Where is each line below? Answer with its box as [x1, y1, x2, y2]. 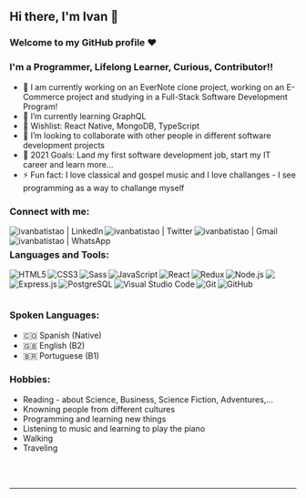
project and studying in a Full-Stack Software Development [66, 91, 289, 102]
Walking [22, 432, 54, 443]
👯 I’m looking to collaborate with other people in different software [22, 129, 271, 141]
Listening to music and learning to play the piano [22, 422, 206, 433]
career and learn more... [22, 158, 114, 169]
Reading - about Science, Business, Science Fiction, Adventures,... [22, 393, 273, 405]
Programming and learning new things [22, 413, 167, 424]
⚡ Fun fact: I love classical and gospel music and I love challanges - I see [22, 169, 296, 180]
